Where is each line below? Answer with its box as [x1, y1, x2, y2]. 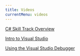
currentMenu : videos [5, 12, 48, 17]
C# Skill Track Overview [5, 25, 55, 31]
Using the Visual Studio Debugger [5, 45, 75, 51]
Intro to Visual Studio [5, 35, 48, 41]
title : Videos [5, 7, 35, 12]
